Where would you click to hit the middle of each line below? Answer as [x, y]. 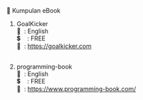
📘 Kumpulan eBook [34, 11]
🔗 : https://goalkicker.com [54, 46]
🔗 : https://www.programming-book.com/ [76, 89]
